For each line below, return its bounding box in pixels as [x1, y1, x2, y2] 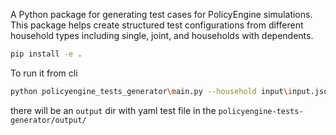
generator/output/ [10, 115, 87, 125]
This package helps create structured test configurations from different [10, 19, 304, 31]
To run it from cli [10, 67, 78, 79]
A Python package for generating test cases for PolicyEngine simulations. [10, 9, 313, 20]
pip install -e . [10, 49, 83, 59]
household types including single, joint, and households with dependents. [10, 30, 314, 41]
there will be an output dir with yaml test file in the [10, 104, 217, 116]
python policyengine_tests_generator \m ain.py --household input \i [10, 86, 293, 96]
